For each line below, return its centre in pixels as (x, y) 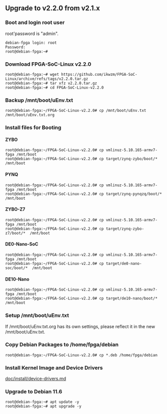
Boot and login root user (35, 23)
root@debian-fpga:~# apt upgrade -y (43, 406)
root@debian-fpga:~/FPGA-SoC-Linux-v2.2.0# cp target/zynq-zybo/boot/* (81, 159)
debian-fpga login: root (31, 43)
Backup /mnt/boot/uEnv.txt (39, 100)
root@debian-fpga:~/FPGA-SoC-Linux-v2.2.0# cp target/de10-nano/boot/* (81, 299)
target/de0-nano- (124, 264)
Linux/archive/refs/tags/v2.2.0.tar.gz (47, 79)
